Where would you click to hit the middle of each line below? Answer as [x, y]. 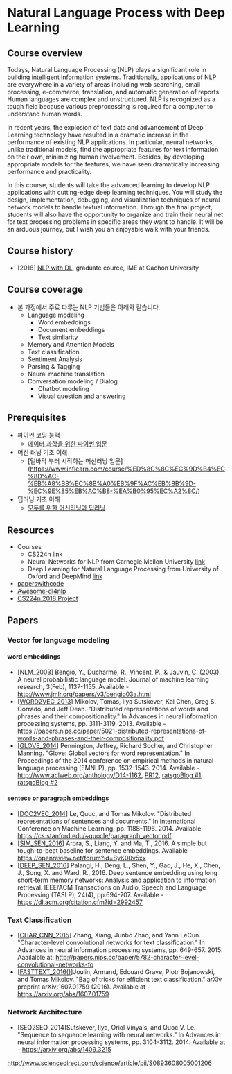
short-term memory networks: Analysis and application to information [117, 880]
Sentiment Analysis [55, 359]
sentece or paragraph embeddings [58, 798]
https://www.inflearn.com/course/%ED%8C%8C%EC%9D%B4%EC [127, 469]
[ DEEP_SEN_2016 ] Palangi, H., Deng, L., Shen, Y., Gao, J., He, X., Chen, [118, 865]
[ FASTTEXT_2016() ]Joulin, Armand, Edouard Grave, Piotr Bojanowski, [116, 972]
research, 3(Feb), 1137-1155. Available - [73, 686]
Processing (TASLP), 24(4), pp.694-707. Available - [90, 894]
